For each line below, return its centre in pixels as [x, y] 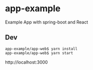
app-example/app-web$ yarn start [39, 53]
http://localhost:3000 [26, 62]
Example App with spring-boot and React [46, 22]
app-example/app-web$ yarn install [41, 49]
